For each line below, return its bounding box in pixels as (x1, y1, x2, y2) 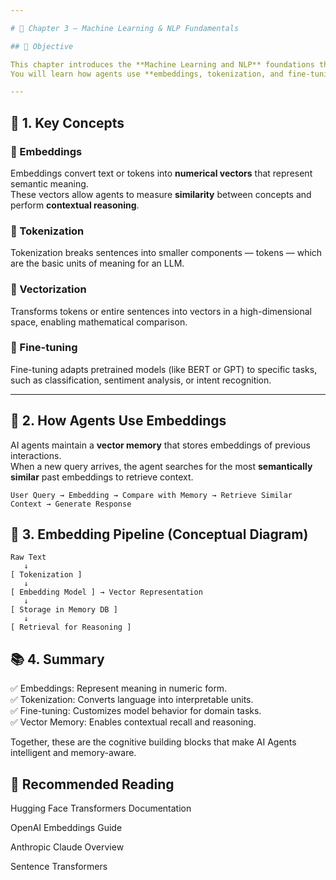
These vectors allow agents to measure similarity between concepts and (10, 188, 312, 200)
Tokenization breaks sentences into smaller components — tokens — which (10, 247, 323, 259)
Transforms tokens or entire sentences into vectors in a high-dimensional (10, 305, 312, 317)
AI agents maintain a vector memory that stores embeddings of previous (10, 439, 311, 451)
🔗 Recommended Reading (10, 776, 175, 793)
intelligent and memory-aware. (10, 747, 137, 759)
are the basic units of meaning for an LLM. (10, 257, 185, 270)
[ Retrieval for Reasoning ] (10, 622, 132, 633)
